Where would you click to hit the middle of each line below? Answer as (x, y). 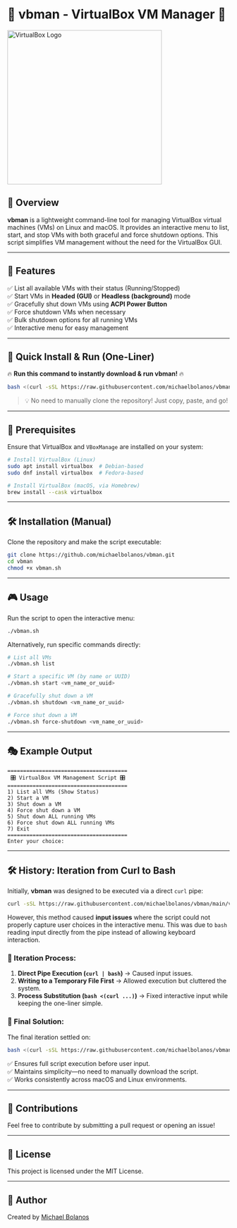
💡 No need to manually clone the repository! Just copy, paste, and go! (126, 400)
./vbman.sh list (31, 664)
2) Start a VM (28, 798)
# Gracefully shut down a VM (50, 696)
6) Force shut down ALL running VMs (61, 823)
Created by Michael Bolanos (48, 1217)
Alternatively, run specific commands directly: (74, 644)
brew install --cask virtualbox (55, 492)
